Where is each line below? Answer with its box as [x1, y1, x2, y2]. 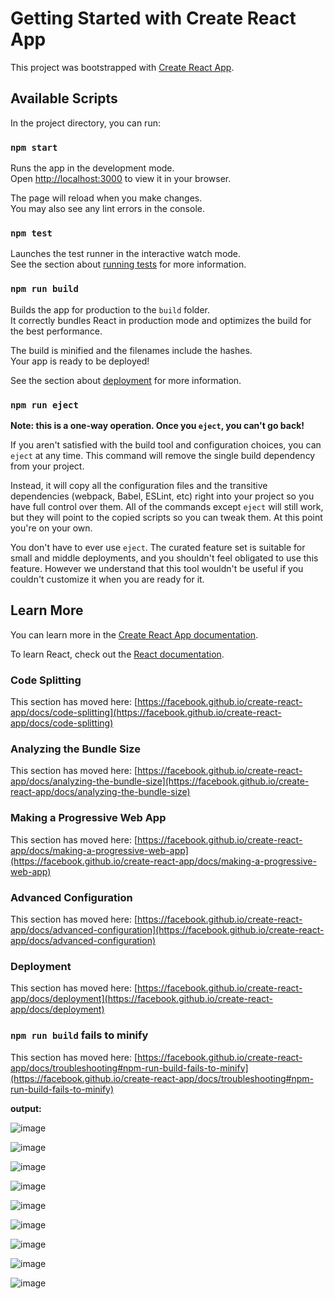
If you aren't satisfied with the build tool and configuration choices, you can [10, 438, 322, 451]
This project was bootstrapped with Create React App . [10, 61, 235, 73]
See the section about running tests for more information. [10, 258, 247, 271]
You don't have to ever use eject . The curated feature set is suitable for [10, 541, 306, 553]
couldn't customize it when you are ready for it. [10, 573, 205, 585]
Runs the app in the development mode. [10, 162, 175, 174]
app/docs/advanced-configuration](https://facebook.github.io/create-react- [10, 923, 325, 936]
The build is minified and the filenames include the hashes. [10, 344, 253, 356]
